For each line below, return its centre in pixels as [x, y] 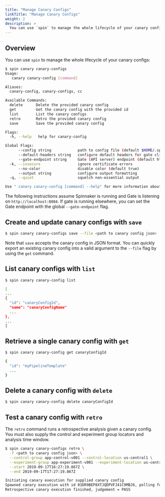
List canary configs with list [50, 269]
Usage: [12, 73]
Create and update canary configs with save [73, 222]
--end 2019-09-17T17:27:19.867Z [43, 471]
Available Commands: [26, 101]
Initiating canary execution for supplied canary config [65, 480]
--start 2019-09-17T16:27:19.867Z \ [47, 467]
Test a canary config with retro [54, 417]
